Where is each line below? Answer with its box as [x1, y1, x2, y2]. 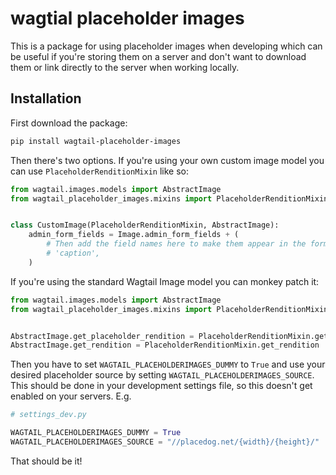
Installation [10, 90, 82, 107]
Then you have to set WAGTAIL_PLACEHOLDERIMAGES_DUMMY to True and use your [10, 358, 326, 371]
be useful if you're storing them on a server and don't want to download [10, 50, 307, 62]
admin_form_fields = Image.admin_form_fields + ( [28, 230, 240, 240]
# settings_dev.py [10, 410, 87, 420]
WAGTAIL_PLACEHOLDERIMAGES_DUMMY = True [10, 428, 182, 438]
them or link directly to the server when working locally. [10, 61, 240, 73]
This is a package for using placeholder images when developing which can [10, 40, 323, 52]
